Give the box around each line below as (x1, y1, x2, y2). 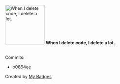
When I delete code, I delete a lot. (45, 40, 116, 46)
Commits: (5, 55, 25, 60)
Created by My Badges (5, 74, 52, 79)
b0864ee (12, 64, 31, 70)
